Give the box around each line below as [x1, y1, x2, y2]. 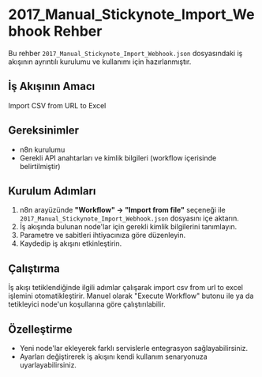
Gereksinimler [8, 124, 80, 138]
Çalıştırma [8, 262, 61, 275]
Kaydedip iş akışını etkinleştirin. [19, 239, 122, 248]
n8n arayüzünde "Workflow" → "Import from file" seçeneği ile [19, 205, 226, 215]
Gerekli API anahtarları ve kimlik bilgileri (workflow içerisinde [19, 153, 217, 163]
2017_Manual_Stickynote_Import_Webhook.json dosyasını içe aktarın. [19, 213, 239, 223]
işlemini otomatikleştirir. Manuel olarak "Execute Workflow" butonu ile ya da [8, 291, 254, 301]
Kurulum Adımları [8, 184, 96, 198]
